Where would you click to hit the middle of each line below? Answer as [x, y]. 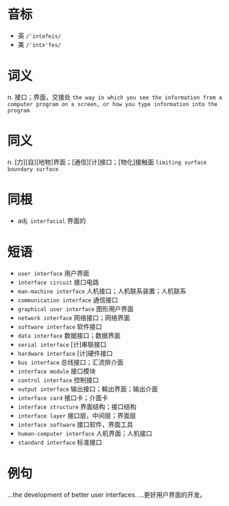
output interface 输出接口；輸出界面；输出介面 [88, 389]
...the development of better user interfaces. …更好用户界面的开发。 [107, 495]
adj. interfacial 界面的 [52, 221]
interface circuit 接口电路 [58, 282]
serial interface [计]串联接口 [62, 344]
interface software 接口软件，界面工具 [75, 424]
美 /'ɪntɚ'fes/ [39, 44]
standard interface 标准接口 [60, 442]
